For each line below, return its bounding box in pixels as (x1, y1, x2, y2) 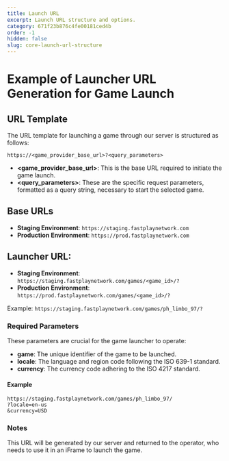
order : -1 (7, 29, 36, 36)
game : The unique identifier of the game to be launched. (16, 350, 177, 358)
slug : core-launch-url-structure (7, 42, 103, 49)
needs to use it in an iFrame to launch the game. (7, 446, 143, 454)
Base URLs (7, 205, 54, 217)
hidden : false (7, 36, 48, 42)
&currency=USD (7, 408, 48, 414)
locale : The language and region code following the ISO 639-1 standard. (16, 357, 221, 365)
